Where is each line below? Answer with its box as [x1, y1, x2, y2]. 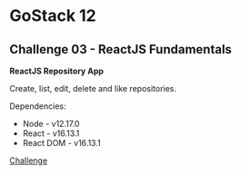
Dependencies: [9, 101, 66, 112]
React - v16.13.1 [22, 128, 80, 139]
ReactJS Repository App [9, 65, 105, 76]
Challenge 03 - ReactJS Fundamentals [9, 42, 232, 57]
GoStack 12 [9, 5, 97, 26]
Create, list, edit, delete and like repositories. [9, 83, 177, 93]
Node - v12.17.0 [22, 119, 80, 129]
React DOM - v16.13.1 [22, 138, 102, 148]
